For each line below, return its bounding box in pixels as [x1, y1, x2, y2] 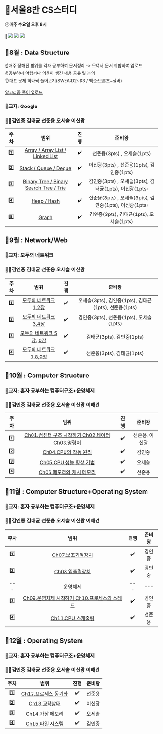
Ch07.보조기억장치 [52, 552, 93, 558]
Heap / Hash [31, 197, 60, 204]
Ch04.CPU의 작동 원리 [42, 448, 92, 455]
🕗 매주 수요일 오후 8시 [5, 21, 47, 27]
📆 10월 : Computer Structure [5, 371, 90, 379]
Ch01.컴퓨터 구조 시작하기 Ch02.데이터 [24, 432, 110, 439]
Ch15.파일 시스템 [26, 720, 64, 727]
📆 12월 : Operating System [5, 637, 83, 645]
